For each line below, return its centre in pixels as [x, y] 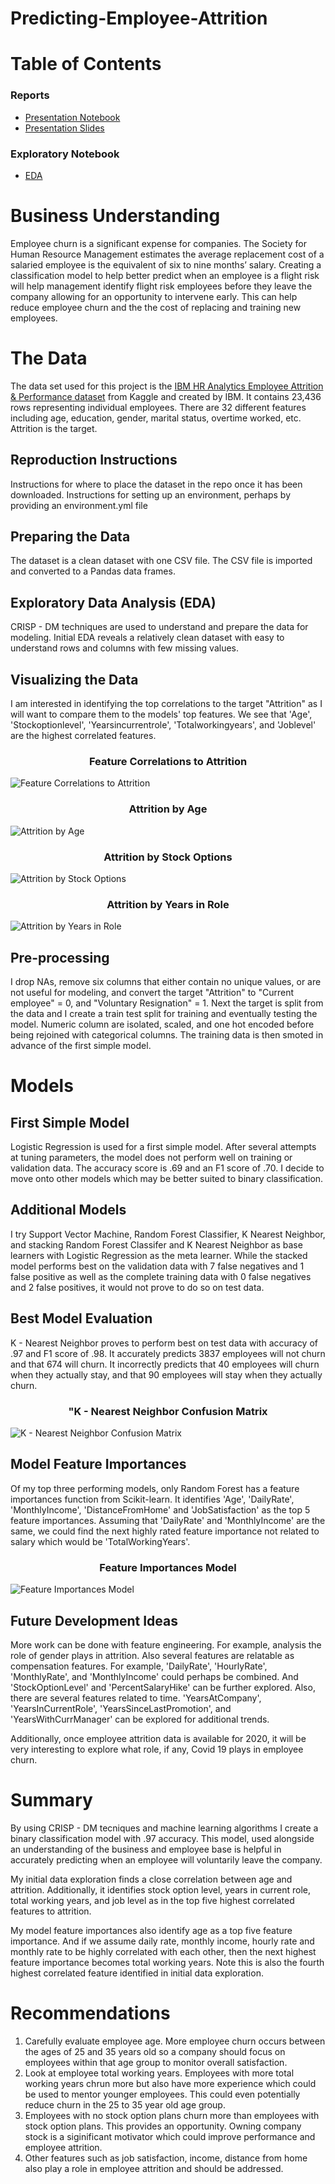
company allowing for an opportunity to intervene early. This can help [154, 296]
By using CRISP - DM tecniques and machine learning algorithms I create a [164, 1828]
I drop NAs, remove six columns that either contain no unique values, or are [166, 982]
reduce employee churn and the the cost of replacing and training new [156, 307]
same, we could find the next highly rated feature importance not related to [165, 1531]
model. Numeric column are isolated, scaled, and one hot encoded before [162, 1024]
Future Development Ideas [94, 1620]
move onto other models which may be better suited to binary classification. [167, 1179]
